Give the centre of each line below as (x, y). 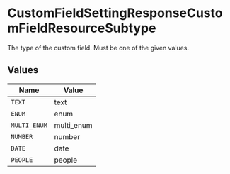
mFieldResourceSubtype (82, 28)
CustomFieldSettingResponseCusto (115, 13)
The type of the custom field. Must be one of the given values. (98, 48)
